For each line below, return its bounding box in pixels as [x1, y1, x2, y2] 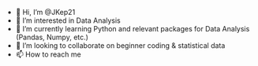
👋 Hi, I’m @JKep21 [15, 8, 76, 16]
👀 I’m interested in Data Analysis [15, 16, 121, 25]
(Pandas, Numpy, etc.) [15, 32, 89, 42]
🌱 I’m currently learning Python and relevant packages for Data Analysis [15, 24, 250, 33]
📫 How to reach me [15, 49, 81, 59]
